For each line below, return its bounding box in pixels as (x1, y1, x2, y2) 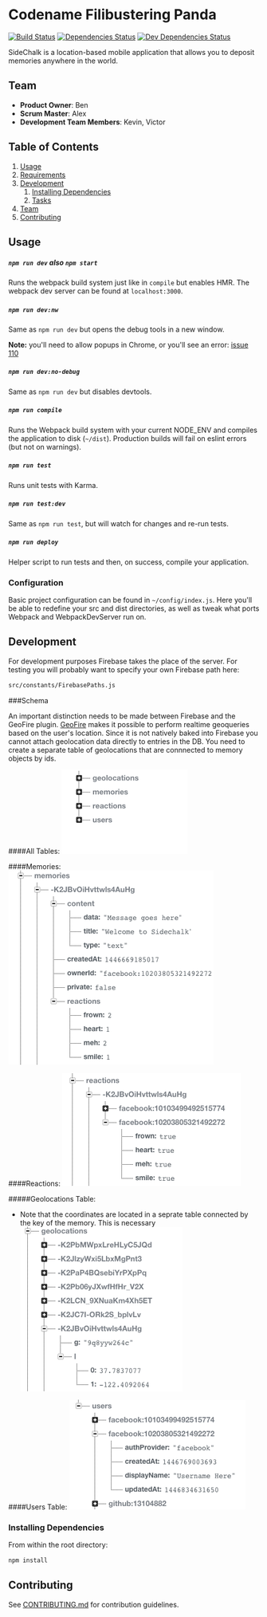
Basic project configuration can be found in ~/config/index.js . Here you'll (8, 596, 253, 605)
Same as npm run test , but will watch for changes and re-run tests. (8, 518, 229, 528)
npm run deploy (8, 538, 59, 547)
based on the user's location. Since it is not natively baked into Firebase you (8, 728, 259, 738)
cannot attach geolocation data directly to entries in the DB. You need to (8, 736, 245, 746)
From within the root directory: (8, 1540, 108, 1550)
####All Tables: (8, 846, 61, 856)
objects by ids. (8, 753, 57, 763)
